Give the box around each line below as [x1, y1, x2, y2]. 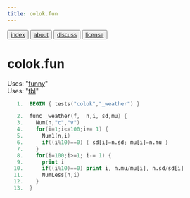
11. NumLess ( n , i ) [13, 171, 80, 179]
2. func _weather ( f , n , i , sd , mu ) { [16, 113, 128, 120]
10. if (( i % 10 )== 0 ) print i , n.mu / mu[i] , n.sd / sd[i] [13, 165, 184, 172]
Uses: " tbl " [7, 86, 39, 95]
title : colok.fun [7, 10, 58, 18]
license [85, 31, 104, 39]
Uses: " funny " [7, 79, 49, 88]
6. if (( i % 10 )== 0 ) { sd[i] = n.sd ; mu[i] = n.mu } [16, 138, 169, 146]
